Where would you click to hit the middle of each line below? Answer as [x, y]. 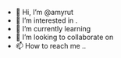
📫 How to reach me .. [51, 46]
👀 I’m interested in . [46, 20]
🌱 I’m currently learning [53, 29]
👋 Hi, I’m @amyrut [44, 12]
